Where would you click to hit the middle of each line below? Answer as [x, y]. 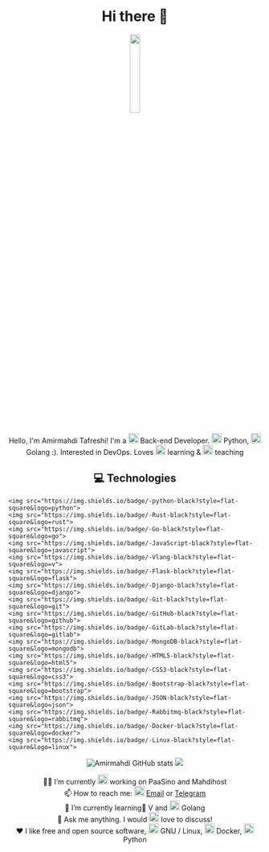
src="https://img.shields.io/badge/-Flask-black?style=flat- [130, 571]
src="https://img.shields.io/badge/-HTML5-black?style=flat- [130, 655]
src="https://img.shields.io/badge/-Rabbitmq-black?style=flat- [136, 712]
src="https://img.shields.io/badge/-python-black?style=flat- [132, 501]
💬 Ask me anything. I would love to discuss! [135, 819]
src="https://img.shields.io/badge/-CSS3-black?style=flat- [128, 670]
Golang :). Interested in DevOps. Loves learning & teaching [135, 452]
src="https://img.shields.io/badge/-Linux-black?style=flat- [130, 740]
